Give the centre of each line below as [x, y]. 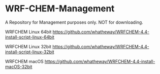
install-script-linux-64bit [30, 37]
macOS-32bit [19, 67]
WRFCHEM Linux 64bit [28, 32]
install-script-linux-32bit [30, 52]
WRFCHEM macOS [24, 61]
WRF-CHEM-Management [60, 9]
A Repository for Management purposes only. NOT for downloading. [74, 22]
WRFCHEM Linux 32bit [28, 46]
